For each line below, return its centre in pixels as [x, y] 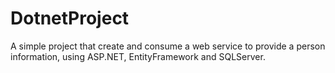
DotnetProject [70, 18]
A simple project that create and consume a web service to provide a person [168, 46]
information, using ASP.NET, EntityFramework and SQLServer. [138, 56]
